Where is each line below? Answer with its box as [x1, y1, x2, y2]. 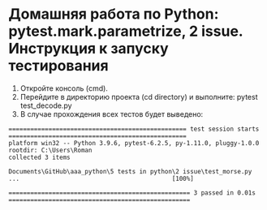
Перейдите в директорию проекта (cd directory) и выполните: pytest [19, 92, 258, 101]
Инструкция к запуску [8, 40, 169, 58]
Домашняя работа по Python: [8, 5, 219, 24]
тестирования [8, 57, 109, 75]
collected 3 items [8, 153, 71, 161]
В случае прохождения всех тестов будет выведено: [19, 109, 204, 118]
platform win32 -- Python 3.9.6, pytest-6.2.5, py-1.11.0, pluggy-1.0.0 [8, 139, 260, 147]
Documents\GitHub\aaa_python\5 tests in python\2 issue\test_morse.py [8, 167, 252, 175]
